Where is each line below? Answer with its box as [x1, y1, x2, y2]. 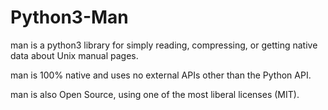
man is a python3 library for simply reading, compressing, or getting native [10, 39, 318, 51]
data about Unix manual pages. [10, 49, 139, 61]
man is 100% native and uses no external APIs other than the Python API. [10, 69, 312, 81]
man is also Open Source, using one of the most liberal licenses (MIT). [10, 88, 300, 100]
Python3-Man [10, 6, 129, 29]
